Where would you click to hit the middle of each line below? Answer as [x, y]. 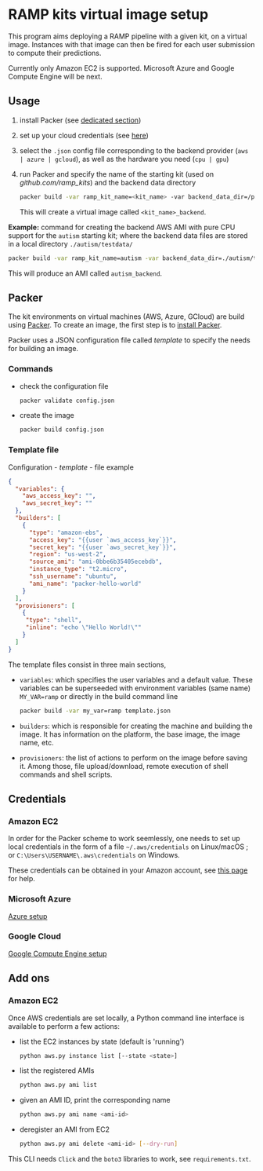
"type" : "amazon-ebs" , [66, 532]
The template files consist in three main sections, [87, 664]
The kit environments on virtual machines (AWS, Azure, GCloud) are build [126, 317]
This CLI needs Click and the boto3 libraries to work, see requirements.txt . [130, 1159]
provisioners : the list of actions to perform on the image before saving [133, 757]
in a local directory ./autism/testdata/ [70, 243]
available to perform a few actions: [64, 1026]
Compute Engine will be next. [56, 76]
